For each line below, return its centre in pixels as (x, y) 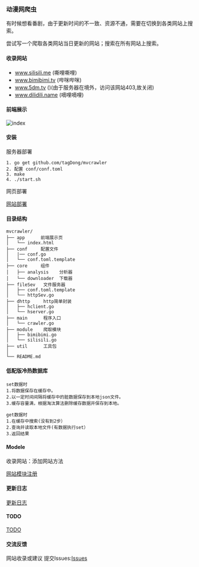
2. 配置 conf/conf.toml (35, 169)
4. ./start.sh (24, 179)
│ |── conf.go (26, 254)
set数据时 (17, 385)
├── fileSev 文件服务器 (36, 285)
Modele (16, 447)
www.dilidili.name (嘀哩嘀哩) (49, 95)
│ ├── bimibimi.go (32, 335)
